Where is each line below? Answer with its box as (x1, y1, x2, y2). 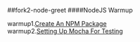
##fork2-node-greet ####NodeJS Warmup (7, 6, 133, 14)
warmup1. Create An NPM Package (7, 20, 107, 27)
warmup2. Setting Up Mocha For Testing (7, 27, 123, 35)
